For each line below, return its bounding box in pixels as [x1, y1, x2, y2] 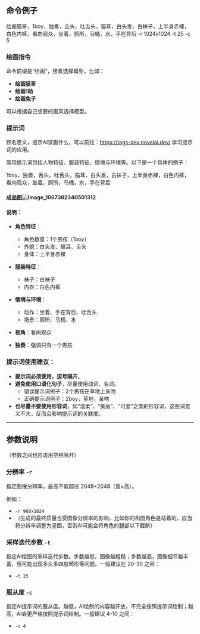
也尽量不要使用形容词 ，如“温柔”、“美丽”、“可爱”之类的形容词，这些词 [14, 402, 186, 410]
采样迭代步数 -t [6, 538, 51, 546]
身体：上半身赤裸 [23, 250, 66, 258]
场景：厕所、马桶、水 [23, 316, 76, 323]
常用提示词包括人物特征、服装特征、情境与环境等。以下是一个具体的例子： [6, 159, 189, 166]
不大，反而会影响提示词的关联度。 [20, 410, 104, 417]
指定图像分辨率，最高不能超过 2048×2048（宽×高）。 [6, 483, 137, 490]
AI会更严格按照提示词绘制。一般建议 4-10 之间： [16, 610, 135, 617]
